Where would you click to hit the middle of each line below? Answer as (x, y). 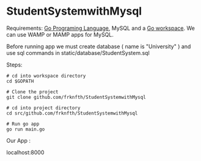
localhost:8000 (25, 152)
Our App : (18, 140)
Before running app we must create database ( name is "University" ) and (99, 46)
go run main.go (26, 129)
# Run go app (23, 124)
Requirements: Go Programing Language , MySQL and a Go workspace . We (101, 28)
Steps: (14, 65)
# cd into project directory (43, 108)
